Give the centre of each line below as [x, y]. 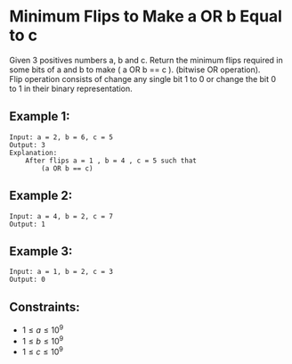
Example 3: [41, 251]
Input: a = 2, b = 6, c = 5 [61, 137]
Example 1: [40, 116]
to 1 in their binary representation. [71, 88]
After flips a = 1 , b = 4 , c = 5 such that [111, 161]
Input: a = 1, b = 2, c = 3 [61, 272]
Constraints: [45, 306]
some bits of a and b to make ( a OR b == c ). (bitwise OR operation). [135, 70]
